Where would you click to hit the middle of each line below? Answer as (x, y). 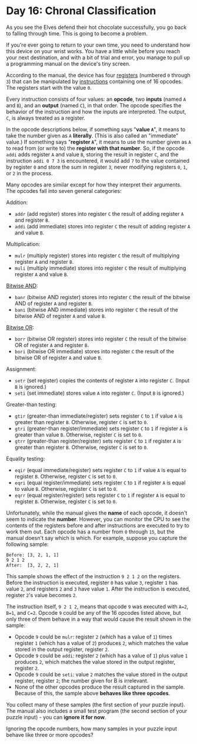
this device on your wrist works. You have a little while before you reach (93, 51)
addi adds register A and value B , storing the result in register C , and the (92, 154)
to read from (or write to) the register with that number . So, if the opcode (96, 148)
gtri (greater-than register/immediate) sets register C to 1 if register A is (101, 428)
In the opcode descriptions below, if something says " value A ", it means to (96, 129)
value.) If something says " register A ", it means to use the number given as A (99, 142)
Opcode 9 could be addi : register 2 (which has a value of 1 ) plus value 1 (101, 655)
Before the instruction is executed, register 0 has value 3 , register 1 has (92, 582)
